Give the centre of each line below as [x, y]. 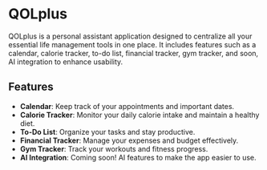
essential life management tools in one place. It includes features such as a [132, 44]
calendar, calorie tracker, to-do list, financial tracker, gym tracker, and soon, [133, 53]
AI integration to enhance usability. [66, 62]
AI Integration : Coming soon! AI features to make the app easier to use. [138, 157]
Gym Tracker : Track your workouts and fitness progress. [114, 148]
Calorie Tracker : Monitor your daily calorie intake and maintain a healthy [140, 115]
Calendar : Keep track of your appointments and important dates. [127, 106]
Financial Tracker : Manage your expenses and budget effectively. [129, 140]
